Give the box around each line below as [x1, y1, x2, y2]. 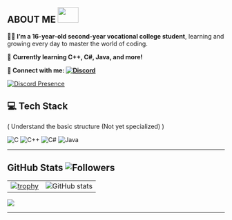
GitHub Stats [7, 162, 64, 174]
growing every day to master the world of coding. [7, 39, 148, 48]
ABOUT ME [7, 14, 57, 26]
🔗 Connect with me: [7, 66, 65, 74]
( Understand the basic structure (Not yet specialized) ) [7, 122, 164, 130]
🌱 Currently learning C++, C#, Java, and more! [7, 52, 143, 61]
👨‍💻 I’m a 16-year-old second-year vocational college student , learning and [7, 32, 224, 40]
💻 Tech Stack [7, 101, 68, 112]
